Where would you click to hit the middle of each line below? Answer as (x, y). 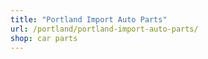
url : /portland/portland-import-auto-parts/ (104, 29)
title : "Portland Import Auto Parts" (89, 19)
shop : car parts (44, 38)
